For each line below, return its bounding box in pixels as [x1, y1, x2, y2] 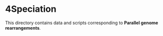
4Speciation [5, 3, 57, 15]
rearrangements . [5, 25, 41, 31]
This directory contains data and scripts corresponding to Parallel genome [5, 20, 159, 26]
